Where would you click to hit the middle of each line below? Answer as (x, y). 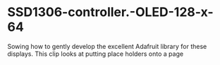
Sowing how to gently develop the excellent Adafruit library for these (107, 46)
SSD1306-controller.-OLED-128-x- (110, 12)
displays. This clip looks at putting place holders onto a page (96, 54)
